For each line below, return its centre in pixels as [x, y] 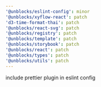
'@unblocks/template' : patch [41, 39]
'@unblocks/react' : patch [37, 50]
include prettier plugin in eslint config [51, 78]
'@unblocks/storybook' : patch [43, 45]
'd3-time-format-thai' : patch [43, 22]
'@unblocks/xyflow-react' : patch [46, 17]
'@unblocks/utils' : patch [37, 61]
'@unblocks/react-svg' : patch [43, 28]
